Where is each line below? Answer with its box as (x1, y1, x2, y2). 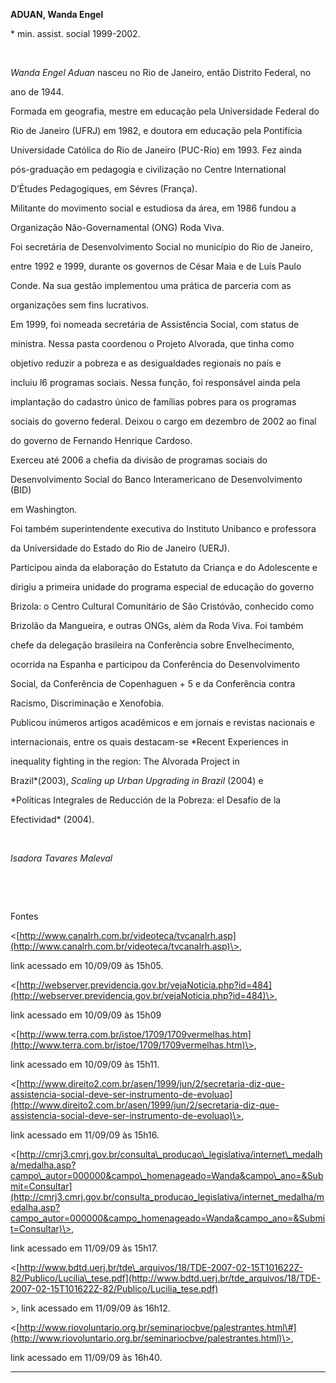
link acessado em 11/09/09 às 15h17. (10, 1242, 158, 1254)
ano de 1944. (10, 86, 65, 98)
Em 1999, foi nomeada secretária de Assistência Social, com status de (10, 319, 300, 330)
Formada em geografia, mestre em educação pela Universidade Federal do (10, 105, 320, 117)
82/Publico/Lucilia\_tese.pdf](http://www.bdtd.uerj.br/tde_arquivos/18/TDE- (10, 1272, 322, 1284)
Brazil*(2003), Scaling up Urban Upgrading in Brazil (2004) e (10, 775, 264, 786)
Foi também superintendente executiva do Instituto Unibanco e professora (10, 523, 317, 534)
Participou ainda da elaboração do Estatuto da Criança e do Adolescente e (10, 562, 318, 573)
